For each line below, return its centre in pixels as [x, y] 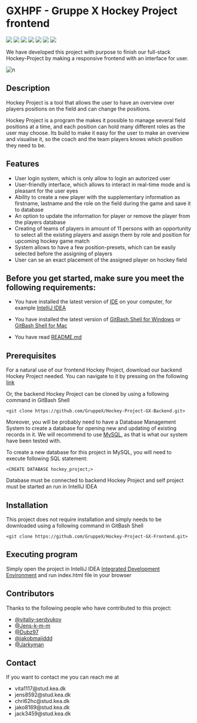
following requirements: [51, 287]
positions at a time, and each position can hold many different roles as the [96, 126]
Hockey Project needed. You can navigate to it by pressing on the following [97, 376]
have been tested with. [34, 441]
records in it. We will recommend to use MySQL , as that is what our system [97, 435]
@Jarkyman [29, 644]
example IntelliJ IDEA [40, 308]
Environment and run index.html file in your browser [69, 575]
